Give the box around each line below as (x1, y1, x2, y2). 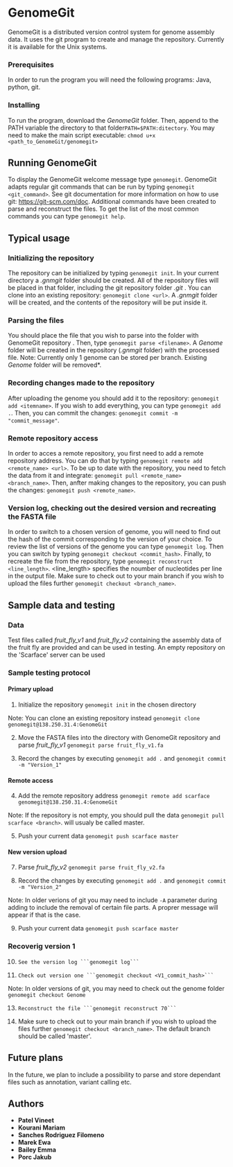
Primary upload (8, 685, 54, 693)
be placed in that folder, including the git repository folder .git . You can (8, 284, 212, 292)
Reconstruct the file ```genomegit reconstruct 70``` (17, 1005, 177, 1012)
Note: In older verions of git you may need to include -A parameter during (8, 896, 218, 904)
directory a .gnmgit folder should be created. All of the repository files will (8, 276, 219, 285)
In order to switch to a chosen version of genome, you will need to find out (8, 528, 221, 536)
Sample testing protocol (8, 668, 91, 677)
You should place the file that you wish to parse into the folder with (8, 331, 199, 340)
